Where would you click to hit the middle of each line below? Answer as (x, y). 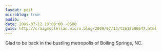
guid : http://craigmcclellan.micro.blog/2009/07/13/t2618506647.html (81, 29)
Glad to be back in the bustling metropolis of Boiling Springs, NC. (74, 43)
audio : (12, 19)
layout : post (19, 10)
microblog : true (23, 15)
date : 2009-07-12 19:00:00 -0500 (41, 24)
